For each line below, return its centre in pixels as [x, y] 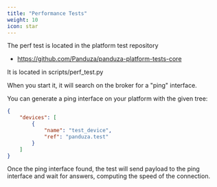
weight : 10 [23, 20]
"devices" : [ [38, 118]
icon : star [23, 26]
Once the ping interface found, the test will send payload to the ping [104, 169]
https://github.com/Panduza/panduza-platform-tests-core [99, 59]
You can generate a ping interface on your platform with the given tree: [107, 99]
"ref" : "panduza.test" [76, 137]
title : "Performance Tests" [47, 13]
